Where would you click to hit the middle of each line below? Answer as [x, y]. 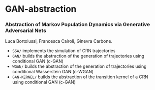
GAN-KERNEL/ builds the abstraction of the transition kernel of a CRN [80, 77]
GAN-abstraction [41, 9]
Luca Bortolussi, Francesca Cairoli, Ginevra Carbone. [59, 41]
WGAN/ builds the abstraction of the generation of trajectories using [79, 66]
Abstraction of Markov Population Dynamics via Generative [77, 25]
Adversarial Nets [26, 30]
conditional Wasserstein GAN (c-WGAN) [53, 72]
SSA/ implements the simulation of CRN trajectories [64, 51]
